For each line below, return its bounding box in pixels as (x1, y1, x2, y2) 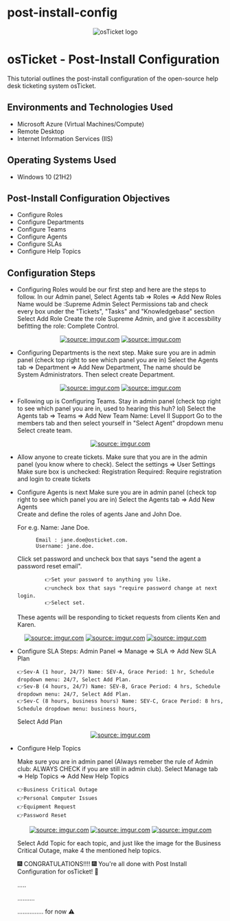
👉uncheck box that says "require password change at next (45, 585, 218, 592)
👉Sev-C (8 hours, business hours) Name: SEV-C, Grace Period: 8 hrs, (16, 698, 224, 705)
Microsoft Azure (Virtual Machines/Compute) (16, 120, 145, 128)
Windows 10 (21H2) (16, 173, 72, 181)
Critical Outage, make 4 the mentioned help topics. (16, 847, 161, 855)
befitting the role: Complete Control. (16, 322, 119, 331)
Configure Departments (16, 218, 84, 226)
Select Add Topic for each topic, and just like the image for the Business (16, 839, 221, 847)
